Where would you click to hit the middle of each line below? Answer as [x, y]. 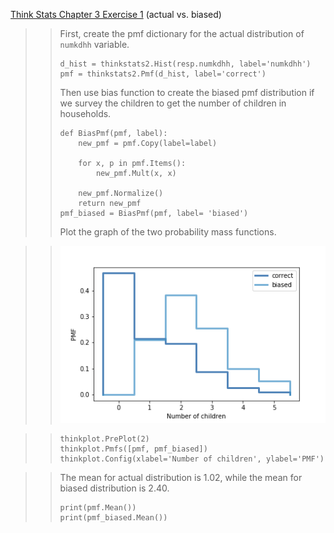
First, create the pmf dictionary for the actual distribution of [182, 33]
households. [85, 113]
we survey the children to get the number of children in [173, 103]
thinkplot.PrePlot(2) [104, 439]
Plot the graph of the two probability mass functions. [168, 232]
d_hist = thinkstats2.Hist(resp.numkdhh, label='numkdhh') [185, 64]
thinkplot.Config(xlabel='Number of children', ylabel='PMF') [192, 459]
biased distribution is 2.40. [114, 488]
